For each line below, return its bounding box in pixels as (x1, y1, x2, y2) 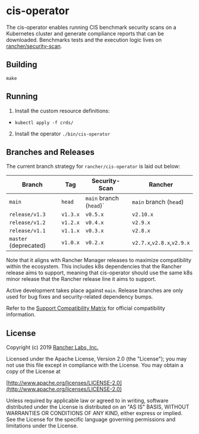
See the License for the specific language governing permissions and (6, 416, 176, 423)
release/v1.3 (9, 211, 46, 218)
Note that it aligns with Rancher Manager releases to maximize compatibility (6, 257, 191, 264)
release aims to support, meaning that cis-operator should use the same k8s (6, 269, 193, 276)
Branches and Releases (6, 147, 95, 157)
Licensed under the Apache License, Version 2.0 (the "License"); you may (6, 355, 187, 362)
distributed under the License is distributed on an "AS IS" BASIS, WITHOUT (6, 403, 190, 410)
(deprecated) (9, 241, 46, 250)
